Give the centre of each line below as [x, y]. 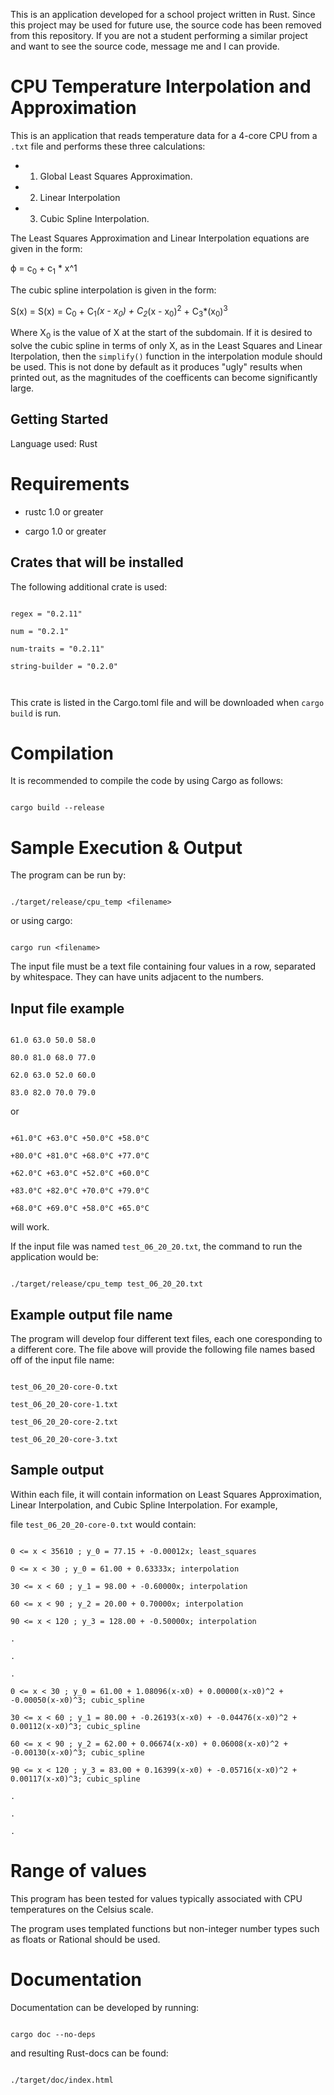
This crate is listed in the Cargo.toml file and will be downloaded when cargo [167, 702]
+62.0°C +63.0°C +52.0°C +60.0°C [80, 1174]
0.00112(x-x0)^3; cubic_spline [75, 1726]
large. [22, 388]
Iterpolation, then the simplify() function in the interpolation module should [166, 356]
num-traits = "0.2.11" [57, 649]
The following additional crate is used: [89, 586]
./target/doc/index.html [62, 2080]
